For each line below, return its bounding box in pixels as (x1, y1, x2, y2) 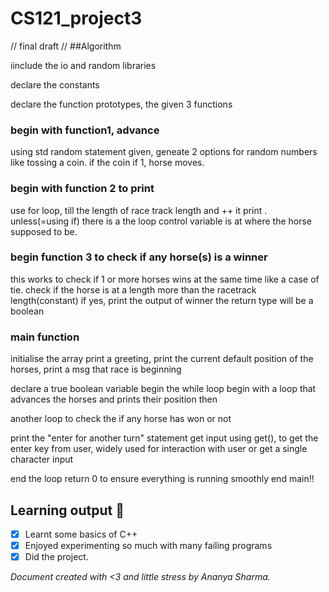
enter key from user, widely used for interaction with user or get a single (10, 443, 308, 455)
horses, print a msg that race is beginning (10, 363, 182, 376)
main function (10, 330, 80, 344)
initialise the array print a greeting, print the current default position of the (10, 353, 314, 365)
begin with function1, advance (10, 123, 160, 137)
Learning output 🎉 (10, 502, 125, 519)
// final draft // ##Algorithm (10, 40, 122, 52)
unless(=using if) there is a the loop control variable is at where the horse (10, 215, 313, 227)
